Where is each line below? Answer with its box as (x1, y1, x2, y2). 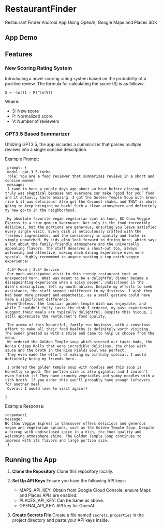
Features (5, 50, 32, 58)
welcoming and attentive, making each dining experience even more (5, 250, 144, 255)
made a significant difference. (5, 297, 70, 302)
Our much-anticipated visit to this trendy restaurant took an (7, 272, 137, 277)
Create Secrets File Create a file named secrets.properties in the (12, 512, 144, 518)
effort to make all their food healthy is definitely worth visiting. (5, 327, 150, 332)
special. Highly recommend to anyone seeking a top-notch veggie (5, 255, 139, 260)
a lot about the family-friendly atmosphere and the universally (5, 242, 139, 247)
